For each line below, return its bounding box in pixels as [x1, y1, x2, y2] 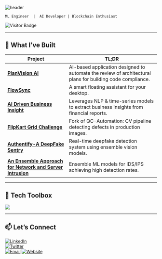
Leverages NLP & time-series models [69, 97, 154, 104]
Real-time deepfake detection [69, 137, 137, 144]
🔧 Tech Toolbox [5, 192, 52, 200]
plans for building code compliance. [69, 76, 150, 82]
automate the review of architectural [69, 69, 151, 76]
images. [69, 129, 87, 136]
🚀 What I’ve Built [5, 41, 56, 49]
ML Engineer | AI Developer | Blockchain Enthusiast [5, 14, 118, 19]
